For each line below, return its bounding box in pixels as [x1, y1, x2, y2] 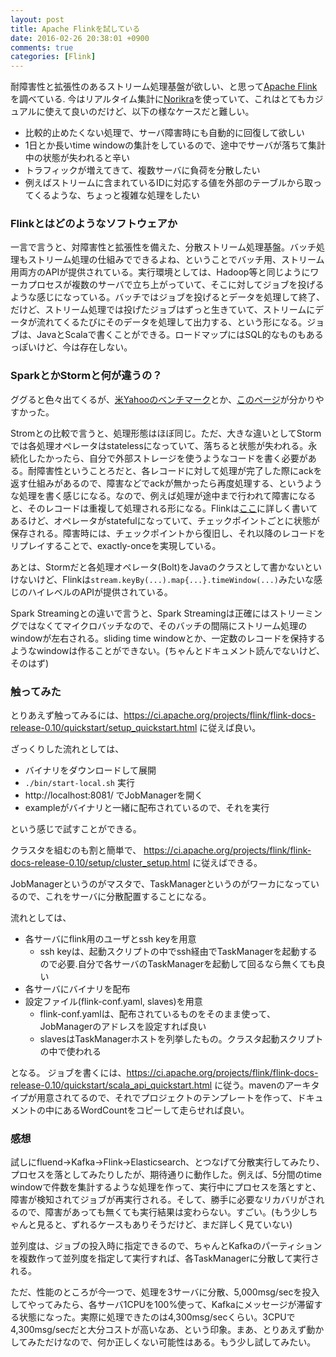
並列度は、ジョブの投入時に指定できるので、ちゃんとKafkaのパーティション [10, 1240, 323, 1252]
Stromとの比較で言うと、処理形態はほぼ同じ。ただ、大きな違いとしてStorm [10, 427, 322, 439]
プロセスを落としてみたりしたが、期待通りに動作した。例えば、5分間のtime [10, 1169, 323, 1181]
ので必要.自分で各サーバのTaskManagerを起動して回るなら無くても [39, 958, 317, 970]
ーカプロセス [10, 279, 63, 291]
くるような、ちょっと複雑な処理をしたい [33, 189, 201, 201]
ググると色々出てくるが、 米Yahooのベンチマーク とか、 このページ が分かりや [10, 393, 325, 405]
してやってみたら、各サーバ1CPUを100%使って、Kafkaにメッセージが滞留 [10, 1299, 315, 1311]
